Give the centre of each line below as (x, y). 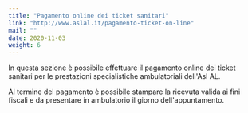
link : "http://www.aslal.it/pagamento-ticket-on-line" (101, 23)
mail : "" (23, 30)
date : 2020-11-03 (37, 38)
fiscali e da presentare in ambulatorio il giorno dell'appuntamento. (116, 100)
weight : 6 (25, 45)
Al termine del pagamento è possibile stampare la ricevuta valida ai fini (124, 92)
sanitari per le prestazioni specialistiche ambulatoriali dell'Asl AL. (114, 76)
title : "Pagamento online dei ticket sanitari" (89, 16)
